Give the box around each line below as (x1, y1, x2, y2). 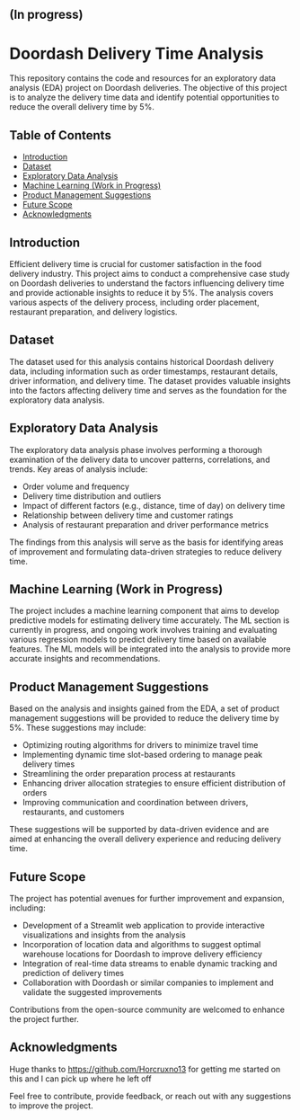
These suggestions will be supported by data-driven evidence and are (9, 824, 269, 835)
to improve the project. (9, 1100, 93, 1111)
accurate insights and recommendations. (9, 653, 161, 664)
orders (22, 787, 48, 798)
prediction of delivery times (22, 968, 124, 979)
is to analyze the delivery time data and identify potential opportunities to (9, 92, 280, 102)
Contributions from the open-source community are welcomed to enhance (9, 1004, 286, 1015)
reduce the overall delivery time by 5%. (9, 102, 154, 112)
